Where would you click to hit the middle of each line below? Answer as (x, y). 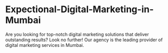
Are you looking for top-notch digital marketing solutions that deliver (77, 34)
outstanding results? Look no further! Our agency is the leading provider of (84, 40)
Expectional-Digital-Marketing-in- (80, 9)
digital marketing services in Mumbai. (45, 45)
